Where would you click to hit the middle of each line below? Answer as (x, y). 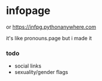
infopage (28, 11)
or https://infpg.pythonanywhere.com (51, 27)
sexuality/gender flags (41, 72)
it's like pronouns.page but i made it (49, 38)
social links (28, 66)
